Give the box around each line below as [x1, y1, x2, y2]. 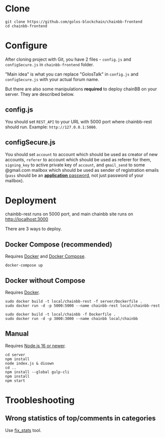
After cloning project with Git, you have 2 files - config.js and [5, 56, 131, 62]
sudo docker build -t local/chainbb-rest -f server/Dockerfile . [5, 299, 142, 304]
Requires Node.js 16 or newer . [5, 343, 66, 349]
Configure [5, 40, 48, 51]
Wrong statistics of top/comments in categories [5, 414, 156, 423]
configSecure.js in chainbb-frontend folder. [5, 61, 94, 67]
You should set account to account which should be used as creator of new [5, 151, 158, 157]
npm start [5, 378, 26, 383]
